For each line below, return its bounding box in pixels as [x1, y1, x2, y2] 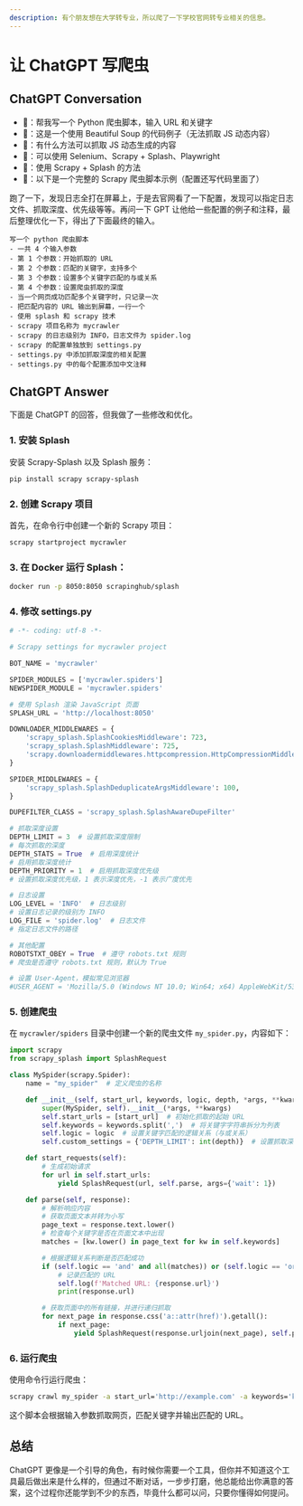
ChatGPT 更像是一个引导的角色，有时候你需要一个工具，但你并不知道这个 [9, 1464, 282, 1475]
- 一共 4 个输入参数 [9, 244, 78, 253]
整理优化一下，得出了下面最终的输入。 [16, 214, 160, 226]
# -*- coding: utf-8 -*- [9, 626, 103, 636]
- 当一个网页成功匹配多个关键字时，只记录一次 [9, 292, 160, 301]
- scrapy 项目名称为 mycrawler [9, 321, 120, 330]
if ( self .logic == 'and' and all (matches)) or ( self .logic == [41, 1262, 280, 1271]
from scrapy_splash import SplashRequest [9, 1055, 168, 1064]
